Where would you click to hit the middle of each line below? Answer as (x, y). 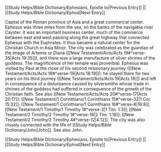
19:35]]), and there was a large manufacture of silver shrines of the (88, 58)
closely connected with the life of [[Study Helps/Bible (58, 125)
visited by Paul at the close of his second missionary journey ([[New (73, 68)
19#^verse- (135, 53)
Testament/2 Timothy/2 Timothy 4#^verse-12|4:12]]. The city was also (75, 120)
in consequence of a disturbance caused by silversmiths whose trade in (77, 84)
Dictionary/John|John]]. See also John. (44, 130)
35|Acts (13, 58)
